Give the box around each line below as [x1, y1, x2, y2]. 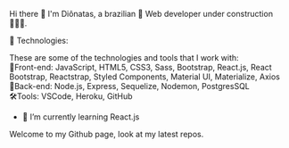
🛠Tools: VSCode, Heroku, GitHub [9, 91, 133, 102]
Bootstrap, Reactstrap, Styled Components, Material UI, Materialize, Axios [9, 71, 281, 82]
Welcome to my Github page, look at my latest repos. [9, 129, 204, 139]
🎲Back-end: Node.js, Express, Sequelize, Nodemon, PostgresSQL [9, 81, 250, 91]
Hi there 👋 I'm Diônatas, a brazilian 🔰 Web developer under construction [9, 9, 274, 19]
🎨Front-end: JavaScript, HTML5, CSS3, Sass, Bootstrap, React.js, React [9, 62, 272, 72]
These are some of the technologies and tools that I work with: [9, 53, 239, 62]
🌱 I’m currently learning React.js [21, 111, 140, 122]
